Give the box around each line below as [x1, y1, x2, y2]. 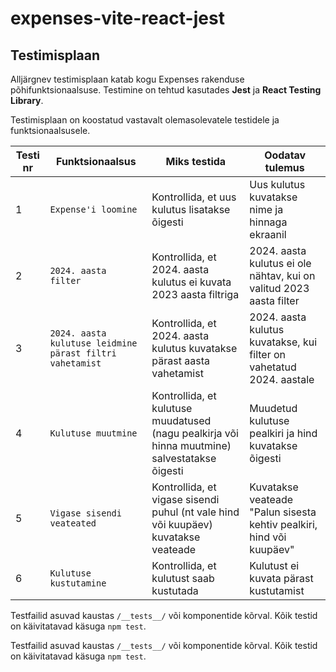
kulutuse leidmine [49, 338, 138, 349]
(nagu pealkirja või [151, 427, 239, 440]
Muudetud [249, 402, 298, 415]
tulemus [264, 161, 305, 174]
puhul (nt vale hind [151, 505, 240, 519]
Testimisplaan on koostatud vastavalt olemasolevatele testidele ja [10, 114, 280, 126]
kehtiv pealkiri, [249, 518, 318, 531]
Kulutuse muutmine [49, 428, 138, 439]
